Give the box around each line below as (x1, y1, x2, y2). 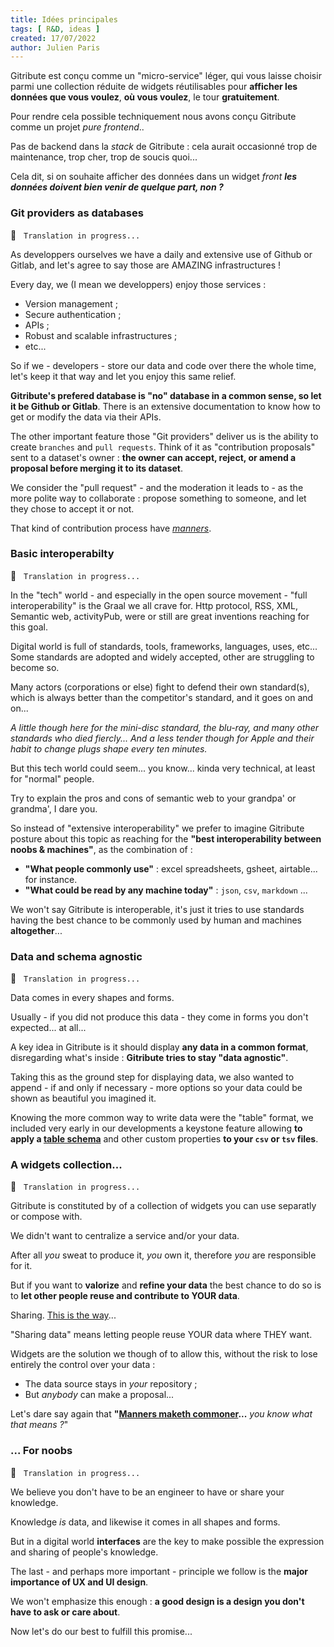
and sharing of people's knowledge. (10, 1546, 159, 1558)
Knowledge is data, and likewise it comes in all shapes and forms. (10, 1516, 281, 1528)
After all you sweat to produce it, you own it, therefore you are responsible (10, 1249, 317, 1261)
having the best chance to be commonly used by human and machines (10, 914, 302, 926)
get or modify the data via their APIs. (10, 411, 162, 423)
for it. (10, 1260, 33, 1272)
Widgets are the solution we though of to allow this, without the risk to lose (10, 1348, 318, 1360)
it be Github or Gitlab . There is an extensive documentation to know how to (10, 400, 321, 412)
